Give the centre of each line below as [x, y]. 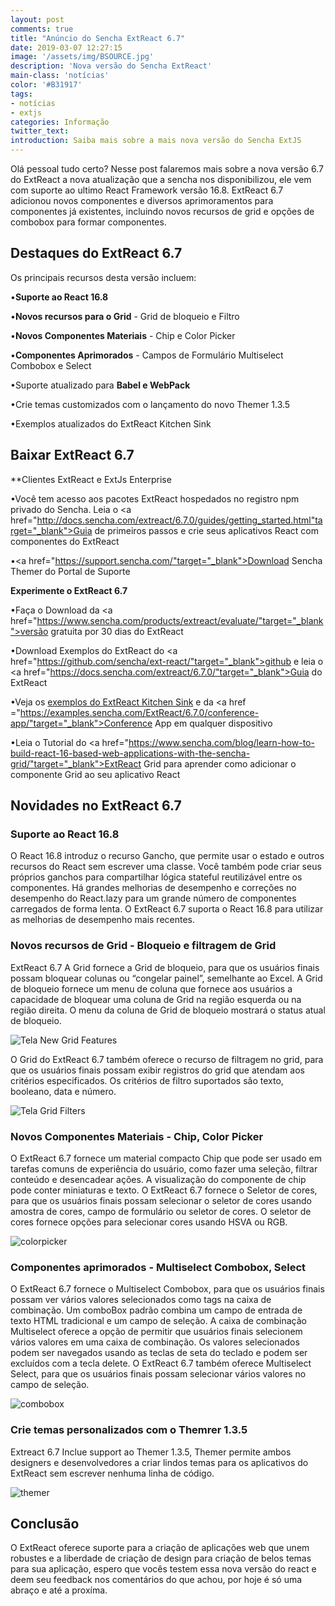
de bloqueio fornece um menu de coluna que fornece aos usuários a [151, 988]
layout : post [37, 19]
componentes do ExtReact [65, 541]
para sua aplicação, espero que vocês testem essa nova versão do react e [163, 1569]
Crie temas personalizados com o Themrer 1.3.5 [129, 1430]
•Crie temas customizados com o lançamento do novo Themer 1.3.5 [150, 404]
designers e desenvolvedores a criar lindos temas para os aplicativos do [159, 1462]
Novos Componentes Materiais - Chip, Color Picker [137, 1136]
